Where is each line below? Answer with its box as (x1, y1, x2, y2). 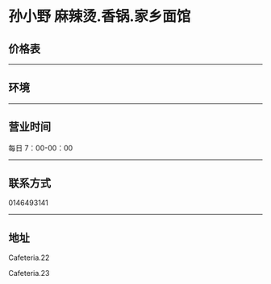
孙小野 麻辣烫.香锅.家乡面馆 (8, 7, 191, 26)
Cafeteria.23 (8, 269, 50, 278)
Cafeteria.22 (8, 253, 50, 262)
